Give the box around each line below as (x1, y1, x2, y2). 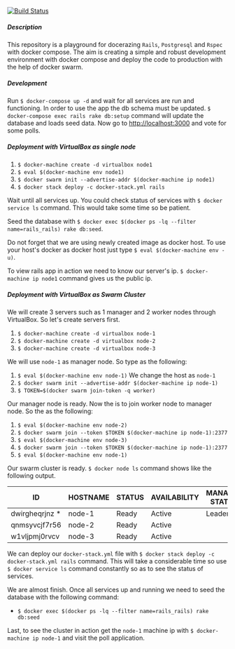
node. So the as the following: (7, 407, 93, 415)
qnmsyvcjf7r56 (10, 520, 62, 530)
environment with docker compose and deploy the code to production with (7, 55, 223, 63)
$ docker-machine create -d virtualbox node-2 (17, 337, 156, 344)
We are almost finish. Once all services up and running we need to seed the (7, 585, 225, 594)
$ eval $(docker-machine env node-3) (17, 436, 128, 443)
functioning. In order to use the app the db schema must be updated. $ (7, 104, 211, 112)
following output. (7, 471, 56, 480)
